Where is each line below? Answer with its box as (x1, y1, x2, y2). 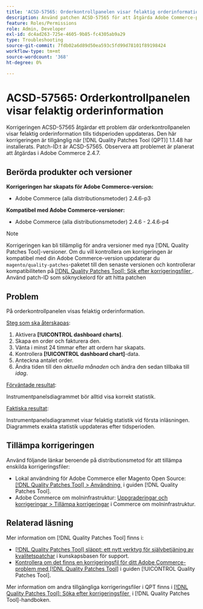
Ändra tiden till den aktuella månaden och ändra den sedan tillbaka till (14, 363, 190, 370)
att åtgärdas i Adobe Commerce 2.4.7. (6, 150, 101, 157)
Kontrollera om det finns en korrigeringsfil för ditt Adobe (14, 558, 155, 566)
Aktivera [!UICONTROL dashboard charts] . (14, 331, 123, 338)
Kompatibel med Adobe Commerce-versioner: (6, 206, 125, 214)
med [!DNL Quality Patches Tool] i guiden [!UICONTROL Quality (37, 565, 195, 572)
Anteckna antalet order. (14, 357, 74, 364)
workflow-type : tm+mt (6, 48, 61, 54)
